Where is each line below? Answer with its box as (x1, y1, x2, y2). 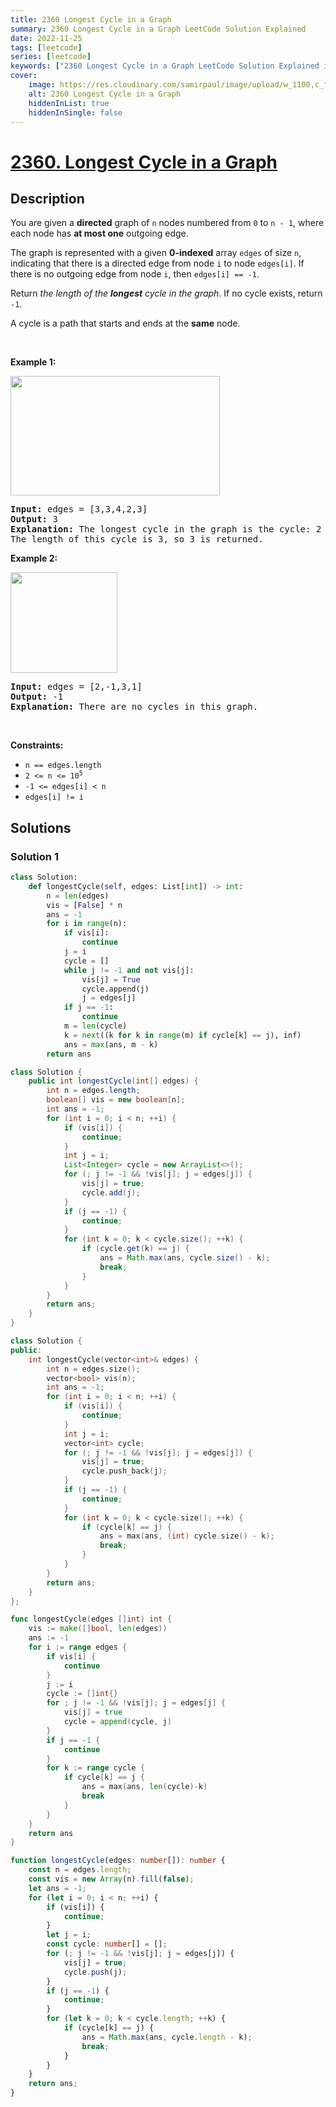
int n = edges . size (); (46, 1364, 141, 1374)
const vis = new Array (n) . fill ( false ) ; (28, 1874, 195, 1885)
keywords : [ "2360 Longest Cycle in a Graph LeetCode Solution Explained (10, 61, 320, 71)
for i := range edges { (28, 1642, 128, 1653)
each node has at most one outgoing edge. (10, 227, 189, 240)
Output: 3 (10, 514, 58, 525)
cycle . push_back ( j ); (81, 1466, 168, 1476)
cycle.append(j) (81, 984, 150, 994)
